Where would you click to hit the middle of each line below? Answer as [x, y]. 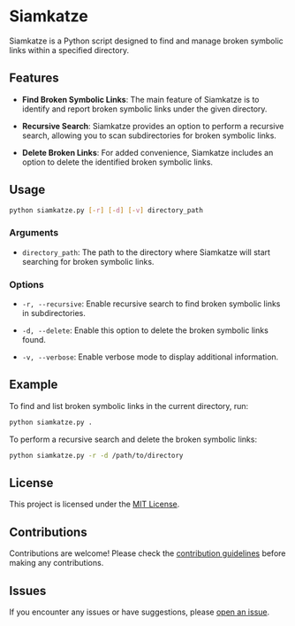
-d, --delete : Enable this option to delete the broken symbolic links [145, 330]
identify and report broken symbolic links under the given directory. [144, 109]
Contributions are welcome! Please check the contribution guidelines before [147, 553]
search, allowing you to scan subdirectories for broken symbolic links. [149, 135]
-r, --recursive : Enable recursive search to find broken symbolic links [151, 304]
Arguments [34, 233]
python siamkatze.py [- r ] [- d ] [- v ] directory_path [106, 210]
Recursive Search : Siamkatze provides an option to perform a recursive [153, 126]
